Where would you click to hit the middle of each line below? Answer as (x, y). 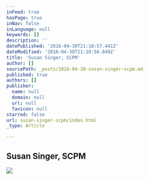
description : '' (27, 40)
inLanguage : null (28, 29)
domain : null (28, 97)
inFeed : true (23, 12)
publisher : (20, 86)
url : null (24, 103)
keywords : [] (23, 35)
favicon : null (30, 109)
